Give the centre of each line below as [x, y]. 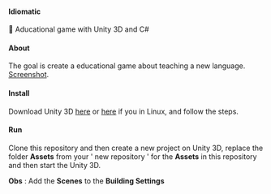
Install [19, 93]
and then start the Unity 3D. [55, 165]
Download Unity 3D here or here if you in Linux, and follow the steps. [124, 111]
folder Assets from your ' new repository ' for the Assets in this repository [133, 156]
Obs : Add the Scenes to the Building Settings [86, 181]
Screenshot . [29, 75]
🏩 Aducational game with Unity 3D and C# [79, 29]
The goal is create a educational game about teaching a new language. [127, 66]
